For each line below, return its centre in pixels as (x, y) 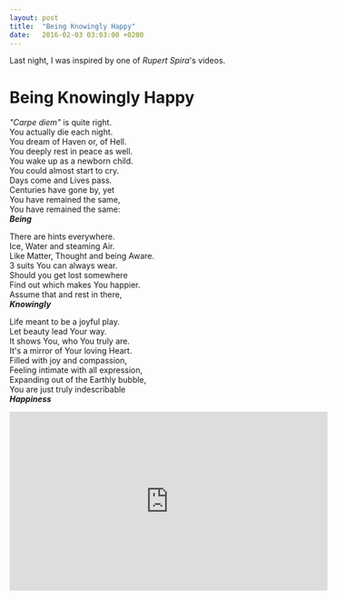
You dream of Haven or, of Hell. (68, 142)
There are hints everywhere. (62, 236)
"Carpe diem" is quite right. (60, 123)
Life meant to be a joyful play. (64, 322)
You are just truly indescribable (68, 390)
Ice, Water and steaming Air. (62, 246)
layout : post (34, 18)
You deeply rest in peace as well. (71, 152)
